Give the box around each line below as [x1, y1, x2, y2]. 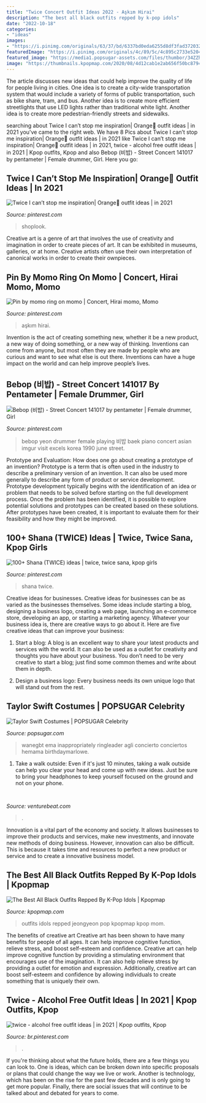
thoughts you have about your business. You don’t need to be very [15, 652, 184, 659]
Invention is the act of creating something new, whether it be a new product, [6, 334, 199, 341]
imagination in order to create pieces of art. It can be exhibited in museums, [6, 241, 197, 249]
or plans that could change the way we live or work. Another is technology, [6, 1069, 196, 1077]
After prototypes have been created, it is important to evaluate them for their [6, 508, 199, 516]
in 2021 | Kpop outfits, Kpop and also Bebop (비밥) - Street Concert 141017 [6, 149, 193, 156]
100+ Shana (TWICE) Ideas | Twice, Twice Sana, [6, 533, 193, 543]
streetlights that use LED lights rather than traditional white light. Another [6, 103, 190, 110]
